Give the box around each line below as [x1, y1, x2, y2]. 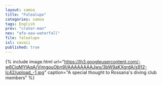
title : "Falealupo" [5, 12, 47, 17]
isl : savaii [5, 40, 30, 45]
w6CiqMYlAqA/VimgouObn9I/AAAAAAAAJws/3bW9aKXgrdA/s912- [5, 64, 147, 70]
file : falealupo [5, 36, 40, 41]
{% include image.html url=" [5, 58, 64, 64]
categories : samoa [5, 17, 44, 22]
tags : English [5, 21, 36, 27]
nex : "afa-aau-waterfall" [5, 31, 60, 36]
